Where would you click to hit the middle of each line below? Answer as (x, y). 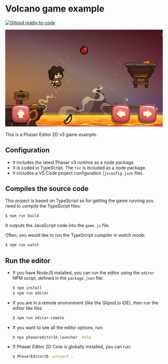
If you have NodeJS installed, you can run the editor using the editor (83, 272)
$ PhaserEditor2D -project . (43, 356)
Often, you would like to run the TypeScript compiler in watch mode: (75, 235)
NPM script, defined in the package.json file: (58, 278)
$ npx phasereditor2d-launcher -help (52, 337)
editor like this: (27, 308)
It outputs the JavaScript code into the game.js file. (57, 226)
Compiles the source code (47, 189)
